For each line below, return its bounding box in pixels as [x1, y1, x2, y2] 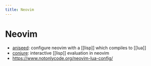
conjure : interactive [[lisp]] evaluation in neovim [12, 50, 110, 56]
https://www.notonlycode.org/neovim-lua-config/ [12, 55, 113, 61]
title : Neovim [5, 7, 35, 12]
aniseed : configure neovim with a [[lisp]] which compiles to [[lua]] [12, 45, 147, 51]
